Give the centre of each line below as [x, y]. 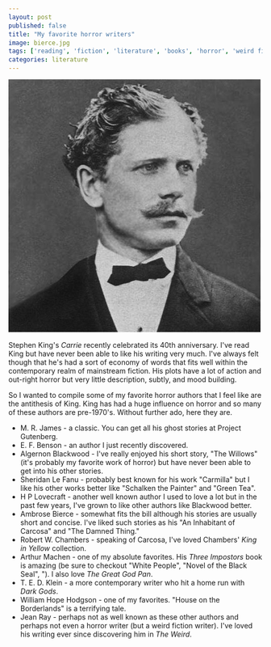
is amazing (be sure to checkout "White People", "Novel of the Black [133, 565]
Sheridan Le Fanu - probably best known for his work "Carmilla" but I [135, 480]
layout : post [30, 17]
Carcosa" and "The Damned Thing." [79, 531]
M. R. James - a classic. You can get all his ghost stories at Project [131, 428]
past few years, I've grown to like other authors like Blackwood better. [136, 505]
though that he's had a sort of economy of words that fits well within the [128, 362]
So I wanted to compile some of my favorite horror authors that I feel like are [135, 395]
